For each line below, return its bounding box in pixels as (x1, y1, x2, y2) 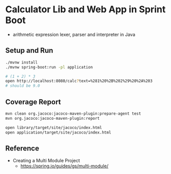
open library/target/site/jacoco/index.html (5, 125, 102, 130)
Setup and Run (5, 46, 53, 55)
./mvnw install (5, 60, 38, 65)
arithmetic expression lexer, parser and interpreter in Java (12, 31, 136, 37)
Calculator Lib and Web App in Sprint (5, 4, 166, 15)
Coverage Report (5, 97, 61, 106)
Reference (5, 144, 40, 153)
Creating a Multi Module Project (12, 158, 81, 164)
